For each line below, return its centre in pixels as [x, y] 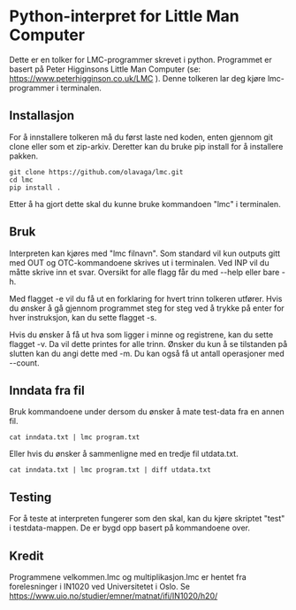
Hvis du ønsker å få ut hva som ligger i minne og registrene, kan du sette [141, 335]
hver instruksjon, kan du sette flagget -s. [83, 317]
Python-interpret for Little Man [125, 16]
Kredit [27, 556]
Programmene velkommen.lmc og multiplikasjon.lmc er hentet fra [128, 577]
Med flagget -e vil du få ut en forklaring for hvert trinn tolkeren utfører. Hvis [146, 298]
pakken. [24, 156]
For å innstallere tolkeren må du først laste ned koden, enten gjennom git [141, 137]
